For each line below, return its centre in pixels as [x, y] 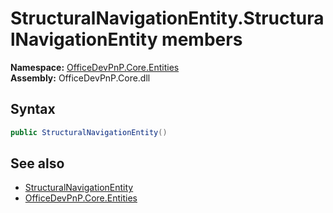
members [202, 39]
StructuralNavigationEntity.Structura [167, 18]
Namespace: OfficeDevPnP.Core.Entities [95, 67]
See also [37, 163]
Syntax [33, 109]
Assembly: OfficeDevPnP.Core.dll [80, 78]
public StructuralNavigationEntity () [89, 132]
